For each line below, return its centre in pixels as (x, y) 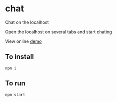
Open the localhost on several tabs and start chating (59, 32)
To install (20, 57)
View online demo (24, 41)
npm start (15, 95)
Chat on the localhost (27, 22)
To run (15, 84)
